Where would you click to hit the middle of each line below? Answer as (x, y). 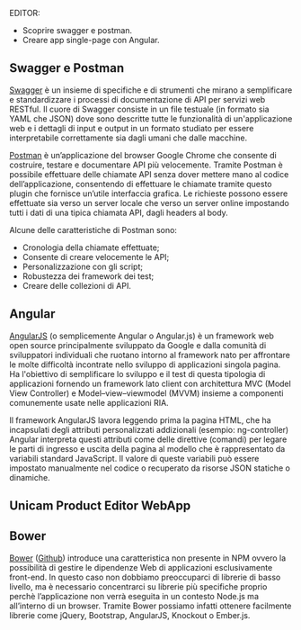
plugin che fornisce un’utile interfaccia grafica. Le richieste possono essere (149, 193)
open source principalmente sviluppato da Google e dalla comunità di (138, 345)
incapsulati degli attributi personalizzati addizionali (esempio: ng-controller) (149, 429)
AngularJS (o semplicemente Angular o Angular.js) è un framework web (142, 336)
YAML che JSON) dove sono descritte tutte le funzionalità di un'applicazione (151, 118)
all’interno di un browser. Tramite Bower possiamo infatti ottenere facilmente (150, 606)
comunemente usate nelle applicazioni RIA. (89, 402)
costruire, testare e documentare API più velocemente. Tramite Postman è (146, 165)
